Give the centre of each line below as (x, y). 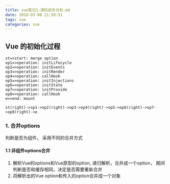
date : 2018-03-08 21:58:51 (34, 15)
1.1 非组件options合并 (28, 150)
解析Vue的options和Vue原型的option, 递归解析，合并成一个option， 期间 (89, 163)
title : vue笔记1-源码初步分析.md (38, 10)
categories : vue (22, 24)
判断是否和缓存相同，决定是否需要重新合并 (57, 169)
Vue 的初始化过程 (33, 46)
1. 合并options (23, 126)
